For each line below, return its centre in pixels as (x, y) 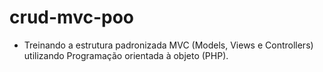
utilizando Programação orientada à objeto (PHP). (126, 55)
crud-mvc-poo (71, 17)
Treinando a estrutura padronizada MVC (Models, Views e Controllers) (168, 45)
